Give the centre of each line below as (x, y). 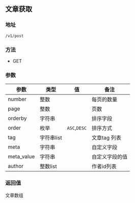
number (17, 99)
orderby (17, 118)
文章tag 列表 (106, 138)
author (16, 166)
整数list (48, 166)
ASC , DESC (77, 128)
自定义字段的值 (110, 157)
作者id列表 (104, 166)
